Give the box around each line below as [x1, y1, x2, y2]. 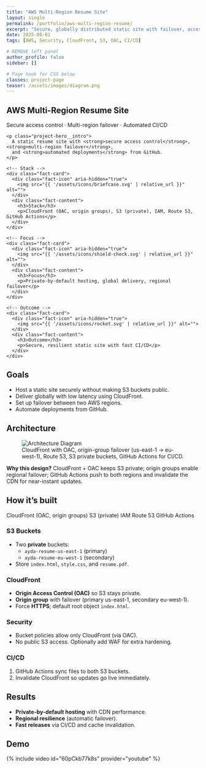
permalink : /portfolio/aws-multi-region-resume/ [6, 20, 133, 26]
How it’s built [6, 495, 58, 506]
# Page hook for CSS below [6, 71, 75, 77]
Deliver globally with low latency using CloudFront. [15, 392, 143, 400]
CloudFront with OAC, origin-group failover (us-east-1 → [21, 446, 164, 454]
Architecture [6, 424, 56, 434]
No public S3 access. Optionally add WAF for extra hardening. [15, 638, 172, 645]
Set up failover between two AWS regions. [15, 399, 123, 406]
